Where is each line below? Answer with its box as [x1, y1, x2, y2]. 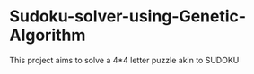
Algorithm [9, 25, 86, 45]
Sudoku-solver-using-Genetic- [9, 6, 247, 27]
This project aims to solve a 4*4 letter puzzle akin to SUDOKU [9, 54, 240, 65]
